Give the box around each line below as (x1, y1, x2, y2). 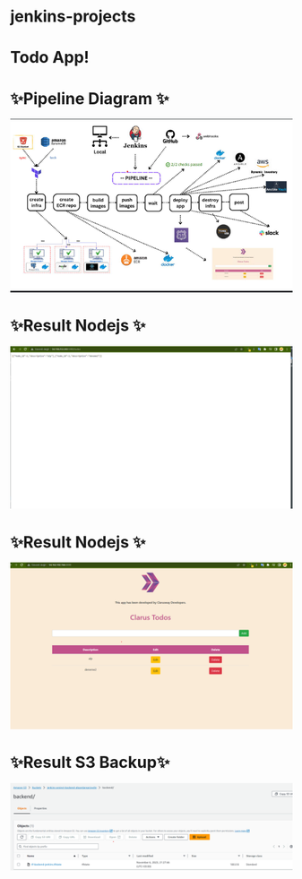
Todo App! (10, 47, 90, 68)
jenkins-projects (10, 6, 136, 27)
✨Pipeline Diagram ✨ (10, 88, 169, 108)
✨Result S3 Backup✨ (10, 752, 170, 772)
